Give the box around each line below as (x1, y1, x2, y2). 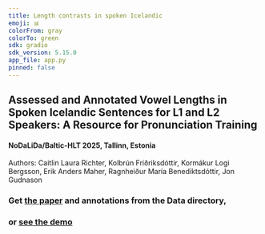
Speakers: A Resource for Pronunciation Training (8, 118, 258, 132)
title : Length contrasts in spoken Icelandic (8, 11, 163, 20)
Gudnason (8, 175, 42, 184)
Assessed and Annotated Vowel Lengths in (8, 93, 227, 107)
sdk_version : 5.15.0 (8, 49, 78, 57)
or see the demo (8, 216, 73, 228)
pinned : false (8, 64, 56, 72)
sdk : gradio (8, 42, 48, 50)
